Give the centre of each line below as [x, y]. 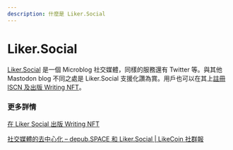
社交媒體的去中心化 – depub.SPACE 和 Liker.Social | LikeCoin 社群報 [106, 139]
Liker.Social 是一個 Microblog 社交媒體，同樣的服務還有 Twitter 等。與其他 [115, 69]
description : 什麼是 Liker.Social [56, 14]
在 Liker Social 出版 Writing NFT [54, 124]
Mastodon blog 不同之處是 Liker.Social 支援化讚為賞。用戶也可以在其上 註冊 [116, 78]
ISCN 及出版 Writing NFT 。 [47, 87]
